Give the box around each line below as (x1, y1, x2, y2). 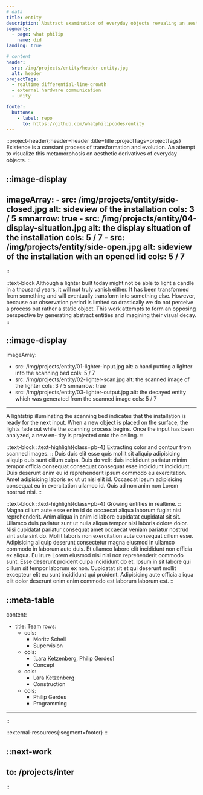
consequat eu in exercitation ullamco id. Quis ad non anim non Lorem (6, 482, 179, 489)
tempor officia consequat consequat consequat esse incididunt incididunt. (6, 463, 192, 470)
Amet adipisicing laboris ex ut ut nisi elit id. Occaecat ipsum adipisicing (6, 476, 183, 483)
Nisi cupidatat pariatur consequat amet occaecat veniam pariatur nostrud (6, 526, 189, 533)
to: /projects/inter (6, 767, 74, 777)
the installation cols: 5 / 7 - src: (6, 232, 125, 243)
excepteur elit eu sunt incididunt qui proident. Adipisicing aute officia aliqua (6, 571, 194, 578)
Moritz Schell (33, 636, 66, 643)
